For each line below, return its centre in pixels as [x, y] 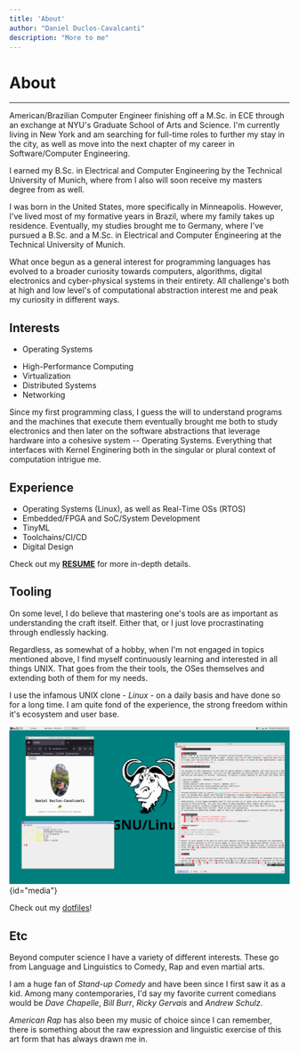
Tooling [30, 592]
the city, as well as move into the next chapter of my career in [122, 144]
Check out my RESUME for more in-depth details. [100, 563]
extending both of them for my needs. [79, 677]
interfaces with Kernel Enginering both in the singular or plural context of [142, 450]
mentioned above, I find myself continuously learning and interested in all [144, 659]
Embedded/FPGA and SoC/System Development [111, 518]
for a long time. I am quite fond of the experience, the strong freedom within [148, 704]
